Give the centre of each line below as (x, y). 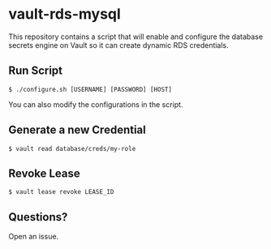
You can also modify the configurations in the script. (96, 104)
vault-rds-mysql (65, 14)
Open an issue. (34, 237)
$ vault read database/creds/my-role (72, 148)
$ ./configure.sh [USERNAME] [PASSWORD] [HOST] (90, 89)
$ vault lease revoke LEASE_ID (61, 192)
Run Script (36, 71)
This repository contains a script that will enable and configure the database (136, 36)
